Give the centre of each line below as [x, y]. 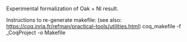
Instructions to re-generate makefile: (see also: [64, 20]
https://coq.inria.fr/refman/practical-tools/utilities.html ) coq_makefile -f [93, 26]
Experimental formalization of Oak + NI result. [62, 9]
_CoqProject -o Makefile [36, 33]
